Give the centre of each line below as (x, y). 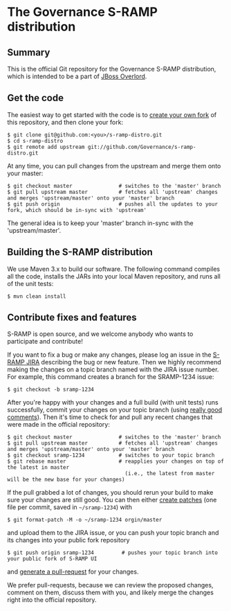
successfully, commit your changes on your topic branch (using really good (115, 410)
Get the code (36, 98)
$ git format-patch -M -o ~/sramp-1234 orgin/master (85, 520)
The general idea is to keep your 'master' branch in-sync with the (100, 223)
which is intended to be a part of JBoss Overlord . (77, 76)
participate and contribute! (45, 342)
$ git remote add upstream (46, 147)
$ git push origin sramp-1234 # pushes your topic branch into (112, 553)
